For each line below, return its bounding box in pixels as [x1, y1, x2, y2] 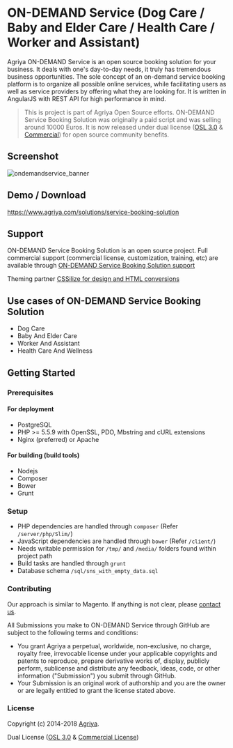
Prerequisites [7, 388, 54, 397]
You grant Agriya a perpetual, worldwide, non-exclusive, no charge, [17, 641, 211, 650]
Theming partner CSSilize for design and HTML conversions [7, 275, 179, 283]
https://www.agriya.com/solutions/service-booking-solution [7, 208, 179, 216]
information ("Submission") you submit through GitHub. [17, 671, 177, 680]
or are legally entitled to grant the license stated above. [17, 686, 176, 694]
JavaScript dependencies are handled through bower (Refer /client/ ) [17, 537, 216, 545]
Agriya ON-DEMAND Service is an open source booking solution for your [7, 57, 217, 66]
